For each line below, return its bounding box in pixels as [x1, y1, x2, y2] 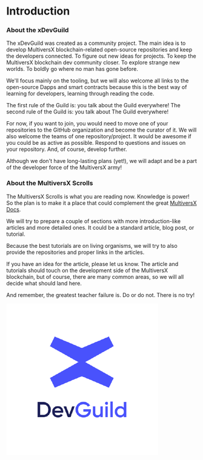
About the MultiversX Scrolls [6, 179, 93, 187]
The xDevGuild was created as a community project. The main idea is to [6, 39, 186, 47]
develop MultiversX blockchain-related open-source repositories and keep [6, 46, 193, 53]
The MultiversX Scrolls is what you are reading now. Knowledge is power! [6, 193, 190, 200]
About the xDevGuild [6, 26, 69, 35]
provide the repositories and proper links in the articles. [6, 248, 145, 256]
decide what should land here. [6, 279, 82, 287]
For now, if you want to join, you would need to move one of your [6, 120, 168, 127]
